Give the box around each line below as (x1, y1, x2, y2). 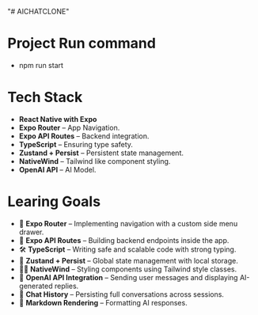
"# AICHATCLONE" (7, 7, 70, 16)
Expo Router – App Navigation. (18, 123, 120, 132)
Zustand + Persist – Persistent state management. (18, 148, 184, 157)
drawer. (18, 227, 44, 237)
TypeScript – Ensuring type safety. (18, 139, 134, 149)
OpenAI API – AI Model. (18, 165, 97, 174)
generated (18, 281, 53, 290)
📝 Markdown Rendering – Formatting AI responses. (18, 298, 188, 307)
